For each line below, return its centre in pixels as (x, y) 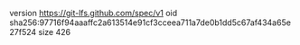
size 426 (54, 32)
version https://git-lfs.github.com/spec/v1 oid (94, 13)
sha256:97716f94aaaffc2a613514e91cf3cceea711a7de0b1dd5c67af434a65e (150, 22)
